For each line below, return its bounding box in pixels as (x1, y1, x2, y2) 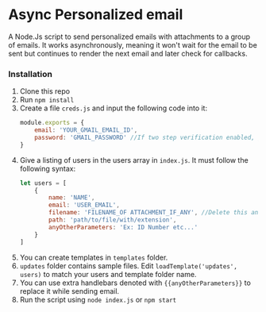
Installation (8, 68, 53, 79)
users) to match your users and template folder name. (19, 269, 197, 279)
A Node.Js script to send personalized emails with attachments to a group (8, 32, 251, 41)
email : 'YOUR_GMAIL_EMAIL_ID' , (34, 126, 138, 134)
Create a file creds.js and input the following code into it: (19, 103, 208, 113)
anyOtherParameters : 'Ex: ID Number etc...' (48, 223, 199, 231)
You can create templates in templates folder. (19, 252, 168, 262)
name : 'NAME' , (48, 194, 95, 202)
